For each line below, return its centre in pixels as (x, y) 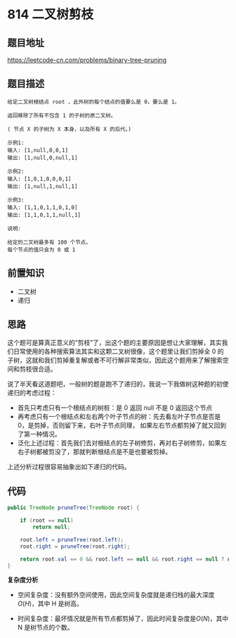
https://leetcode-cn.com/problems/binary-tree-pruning (87, 60)
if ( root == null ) (47, 521)
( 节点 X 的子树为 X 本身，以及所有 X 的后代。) (70, 129)
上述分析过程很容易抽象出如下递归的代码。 (69, 467)
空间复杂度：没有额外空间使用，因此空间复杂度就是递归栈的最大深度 (116, 595)
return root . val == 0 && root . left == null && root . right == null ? (122, 559)
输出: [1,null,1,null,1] (42, 186)
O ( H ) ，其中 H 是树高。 (50, 603)
